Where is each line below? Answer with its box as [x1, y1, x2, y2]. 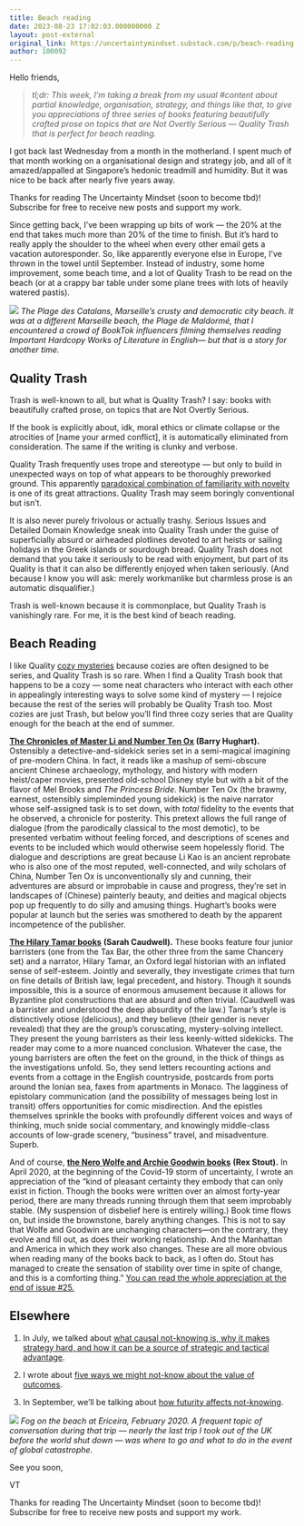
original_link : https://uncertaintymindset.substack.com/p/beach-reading [9, 38, 295, 48]
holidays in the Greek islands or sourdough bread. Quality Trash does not [9, 544, 283, 555]
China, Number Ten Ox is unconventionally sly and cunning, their [9, 871, 252, 881]
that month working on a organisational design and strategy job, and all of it [9, 155, 292, 166]
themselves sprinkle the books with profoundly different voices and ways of [9, 1109, 293, 1121]
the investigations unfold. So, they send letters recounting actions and [9, 1061, 271, 1072]
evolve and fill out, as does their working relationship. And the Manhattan [9, 1234, 283, 1245]
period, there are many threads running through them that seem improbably [9, 1195, 292, 1206]
